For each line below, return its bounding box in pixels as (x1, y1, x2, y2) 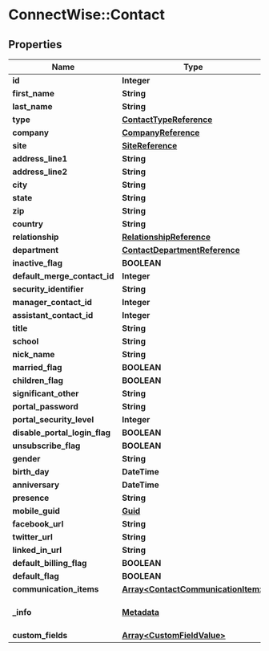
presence (12, 492, 50, 503)
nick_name (12, 349, 55, 360)
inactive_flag (12, 258, 62, 268)
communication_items (12, 584, 99, 595)
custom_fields (12, 630, 68, 641)
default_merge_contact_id (12, 271, 114, 282)
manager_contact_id (12, 297, 92, 307)
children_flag (12, 375, 64, 386)
